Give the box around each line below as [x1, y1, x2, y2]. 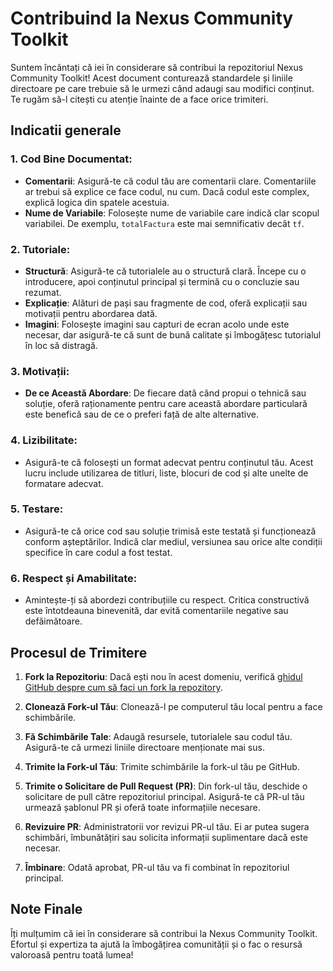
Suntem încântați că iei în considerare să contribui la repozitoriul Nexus [10, 61, 304, 73]
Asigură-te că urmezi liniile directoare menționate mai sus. [24, 741, 265, 753]
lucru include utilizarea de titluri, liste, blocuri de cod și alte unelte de [24, 467, 309, 479]
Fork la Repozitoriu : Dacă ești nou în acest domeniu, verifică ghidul [24, 670, 303, 682]
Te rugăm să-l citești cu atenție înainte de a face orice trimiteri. [10, 93, 269, 105]
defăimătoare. [24, 615, 83, 627]
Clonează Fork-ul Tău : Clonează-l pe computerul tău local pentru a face [24, 700, 323, 712]
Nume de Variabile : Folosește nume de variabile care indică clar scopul [24, 207, 320, 219]
